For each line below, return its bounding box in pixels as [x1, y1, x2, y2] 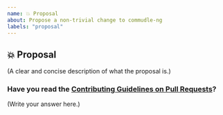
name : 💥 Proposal [7, 10, 59, 17]
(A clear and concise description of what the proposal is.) [7, 67, 171, 76]
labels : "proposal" [7, 23, 64, 30]
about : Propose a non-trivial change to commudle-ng [7, 17, 163, 24]
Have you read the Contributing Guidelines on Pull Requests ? [7, 85, 217, 94]
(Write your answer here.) [7, 100, 81, 108]
